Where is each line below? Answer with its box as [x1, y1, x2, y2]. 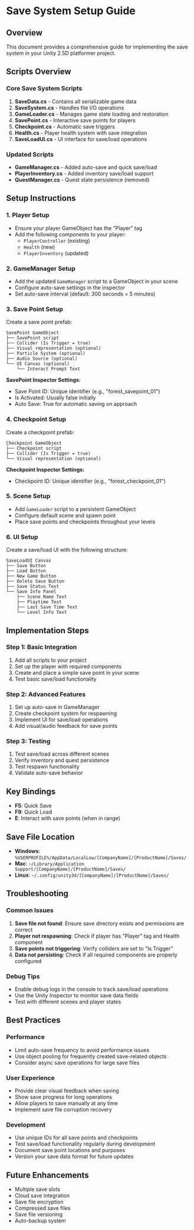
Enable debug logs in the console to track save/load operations [14, 985, 169, 993]
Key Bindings [6, 786, 56, 796]
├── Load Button [6, 568, 46, 574]
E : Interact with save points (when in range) [14, 815, 121, 822]
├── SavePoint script [6, 335, 60, 341]
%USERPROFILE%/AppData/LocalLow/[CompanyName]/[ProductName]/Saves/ [14, 855, 187, 861]
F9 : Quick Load [14, 808, 52, 816]
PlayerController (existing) [23, 237, 90, 244]
